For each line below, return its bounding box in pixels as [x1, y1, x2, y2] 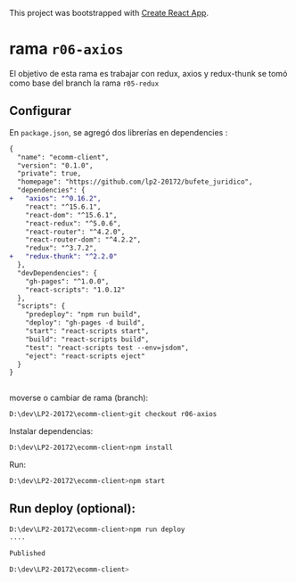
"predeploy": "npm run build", [25, 310, 142, 319]
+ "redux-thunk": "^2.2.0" [9, 252, 118, 261]
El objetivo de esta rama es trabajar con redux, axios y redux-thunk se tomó [9, 68, 288, 78]
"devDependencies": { [17, 268, 98, 277]
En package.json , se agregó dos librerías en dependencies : [9, 127, 228, 137]
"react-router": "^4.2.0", [25, 227, 126, 236]
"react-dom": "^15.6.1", [25, 210, 118, 219]
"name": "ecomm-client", [17, 152, 110, 161]
